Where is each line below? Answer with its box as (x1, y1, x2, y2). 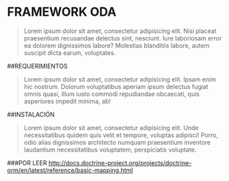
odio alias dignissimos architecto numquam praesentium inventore (23, 138, 211, 146)
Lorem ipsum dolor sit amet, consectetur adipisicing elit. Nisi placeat (23, 27, 217, 35)
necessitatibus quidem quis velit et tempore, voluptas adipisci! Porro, (23, 131, 219, 139)
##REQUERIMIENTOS (7, 62, 68, 70)
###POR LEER (7, 158, 47, 167)
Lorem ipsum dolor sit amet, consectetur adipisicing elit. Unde (23, 123, 199, 132)
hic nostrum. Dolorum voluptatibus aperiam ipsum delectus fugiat (23, 82, 208, 90)
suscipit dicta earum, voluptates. (23, 49, 116, 57)
